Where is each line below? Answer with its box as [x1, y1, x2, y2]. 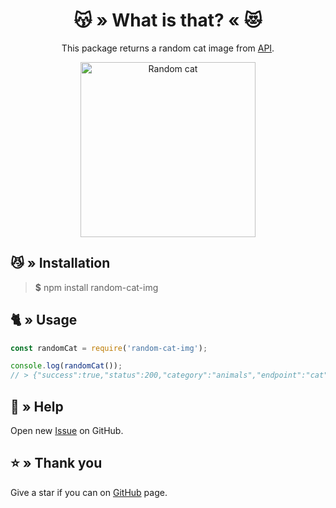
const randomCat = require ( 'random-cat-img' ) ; [10, 343, 208, 353]
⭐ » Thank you [10, 455, 103, 472]
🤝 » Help [10, 398, 64, 415]
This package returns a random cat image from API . [61, 42, 275, 54]
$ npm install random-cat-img [34, 281, 159, 293]
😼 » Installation [10, 255, 111, 272]
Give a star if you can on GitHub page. [10, 486, 168, 498]
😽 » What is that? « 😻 [73, 9, 263, 32]
